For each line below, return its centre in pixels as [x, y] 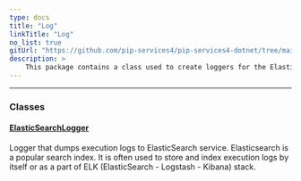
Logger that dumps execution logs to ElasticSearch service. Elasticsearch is [149, 148]
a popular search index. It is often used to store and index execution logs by [149, 157]
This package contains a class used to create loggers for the [146, 68]
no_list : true [36, 42]
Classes [27, 106]
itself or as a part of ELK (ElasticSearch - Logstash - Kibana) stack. [133, 167]
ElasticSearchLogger [49, 128]
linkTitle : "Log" [42, 34]
